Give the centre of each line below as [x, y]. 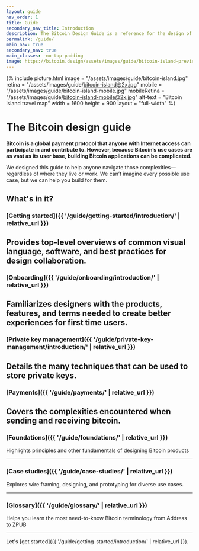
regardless [19, 174]
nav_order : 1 [22, 17]
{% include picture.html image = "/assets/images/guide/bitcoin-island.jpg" [97, 78]
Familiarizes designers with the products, [84, 304]
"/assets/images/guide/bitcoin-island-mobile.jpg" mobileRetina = [85, 91]
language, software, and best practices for [86, 252]
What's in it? [30, 199]
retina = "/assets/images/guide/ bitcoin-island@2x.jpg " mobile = [84, 84]
